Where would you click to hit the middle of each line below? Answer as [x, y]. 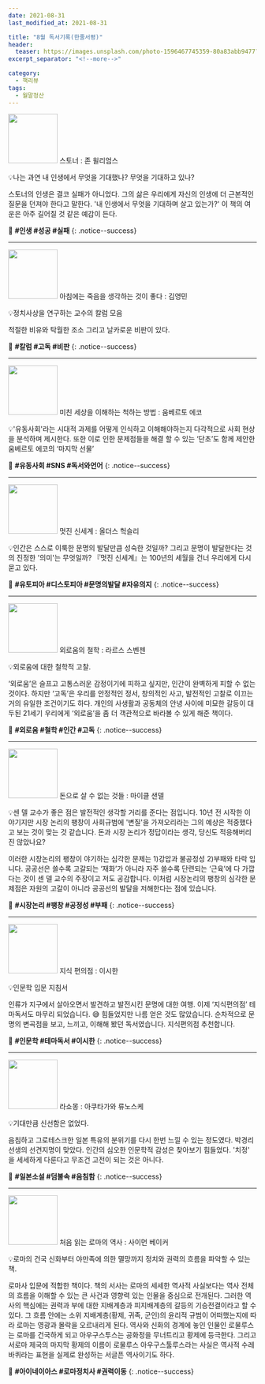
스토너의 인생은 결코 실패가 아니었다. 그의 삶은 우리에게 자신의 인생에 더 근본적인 [131, 193]
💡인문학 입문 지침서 [38, 987]
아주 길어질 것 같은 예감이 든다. [70, 213]
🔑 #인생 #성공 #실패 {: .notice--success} [73, 231]
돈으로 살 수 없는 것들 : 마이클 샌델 [111, 795]
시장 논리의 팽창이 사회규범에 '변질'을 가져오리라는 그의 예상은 [130, 822]
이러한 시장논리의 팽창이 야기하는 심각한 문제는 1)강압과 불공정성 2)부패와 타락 [128, 858]
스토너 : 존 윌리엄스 [88, 160]
